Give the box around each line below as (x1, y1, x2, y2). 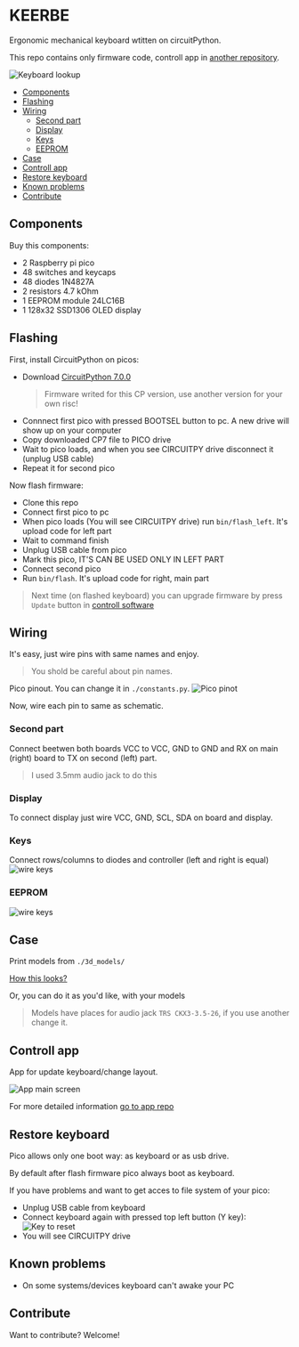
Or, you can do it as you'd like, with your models (9, 990, 185, 1002)
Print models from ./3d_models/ (9, 956, 125, 967)
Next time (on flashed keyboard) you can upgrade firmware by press (30, 589, 283, 601)
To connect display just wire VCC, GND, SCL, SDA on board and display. (9, 812, 273, 823)
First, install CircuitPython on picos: (9, 353, 140, 365)
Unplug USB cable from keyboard (21, 1203, 146, 1213)
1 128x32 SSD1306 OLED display (21, 304, 141, 315)
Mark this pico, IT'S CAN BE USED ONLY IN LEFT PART (21, 554, 225, 564)
